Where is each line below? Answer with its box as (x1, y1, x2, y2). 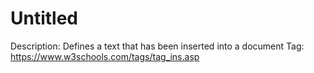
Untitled (10, 7, 79, 30)
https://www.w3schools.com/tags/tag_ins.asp (10, 50, 200, 62)
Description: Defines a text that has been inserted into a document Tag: (10, 40, 305, 52)
